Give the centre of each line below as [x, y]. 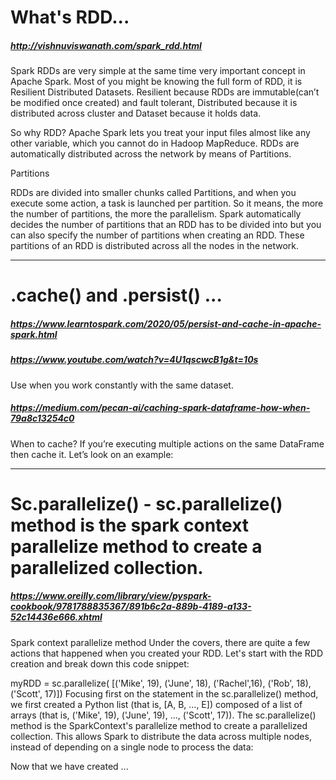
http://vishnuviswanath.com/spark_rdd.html [106, 45]
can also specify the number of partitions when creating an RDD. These [157, 235]
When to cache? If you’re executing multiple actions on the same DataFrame [167, 443]
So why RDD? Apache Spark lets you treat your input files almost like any [160, 133]
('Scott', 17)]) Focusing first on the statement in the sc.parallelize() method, [164, 693]
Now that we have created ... [69, 766]
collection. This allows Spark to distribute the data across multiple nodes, [161, 736]
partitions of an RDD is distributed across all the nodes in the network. [155, 246]
